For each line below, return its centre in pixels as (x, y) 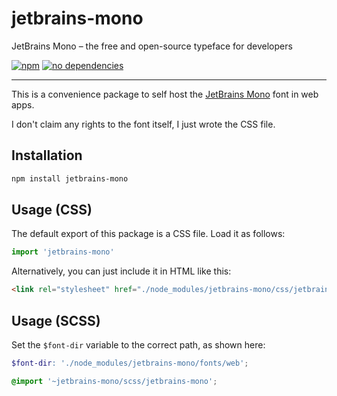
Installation (47, 155)
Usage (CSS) (52, 210)
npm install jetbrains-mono (70, 178)
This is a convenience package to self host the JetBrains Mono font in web (165, 94)
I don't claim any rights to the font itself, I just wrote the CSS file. (143, 124)
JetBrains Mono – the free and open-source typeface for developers (152, 46)
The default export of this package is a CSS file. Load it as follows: (148, 234)
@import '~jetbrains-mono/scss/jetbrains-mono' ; (114, 381)
